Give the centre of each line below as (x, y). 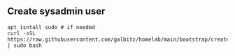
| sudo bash (24, 45)
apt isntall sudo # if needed (51, 27)
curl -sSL (22, 33)
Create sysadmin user (56, 11)
